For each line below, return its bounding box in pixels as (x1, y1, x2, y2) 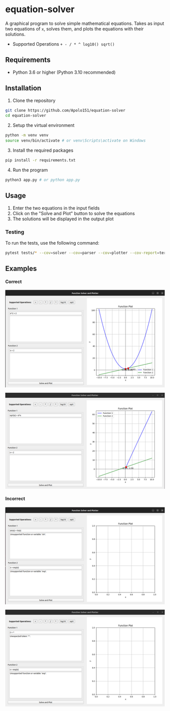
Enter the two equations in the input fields (12, 205, 100, 211)
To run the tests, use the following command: (5, 240, 100, 246)
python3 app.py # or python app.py (5, 177, 80, 182)
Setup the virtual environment (12, 122, 75, 128)
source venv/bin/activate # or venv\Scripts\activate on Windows (5, 138, 146, 143)
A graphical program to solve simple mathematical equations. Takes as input (5, 20, 164, 26)
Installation (5, 84, 41, 92)
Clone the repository (12, 97, 56, 104)
